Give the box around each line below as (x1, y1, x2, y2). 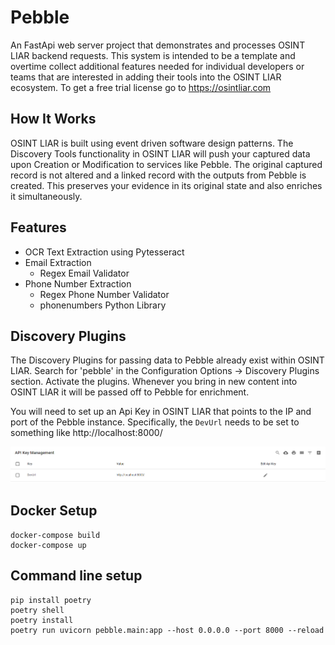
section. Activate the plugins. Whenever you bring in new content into (10, 376, 298, 388)
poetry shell (10, 605, 65, 615)
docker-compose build (10, 530, 101, 540)
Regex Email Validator (39, 267, 130, 279)
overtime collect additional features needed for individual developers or (10, 60, 305, 72)
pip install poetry (10, 595, 92, 605)
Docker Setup (10, 502, 98, 520)
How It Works (10, 111, 97, 128)
